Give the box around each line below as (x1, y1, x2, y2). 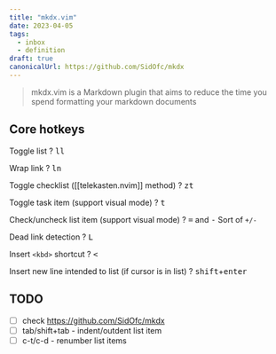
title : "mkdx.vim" (9, 12, 77, 22)
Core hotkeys (9, 122, 85, 138)
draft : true (9, 54, 53, 63)
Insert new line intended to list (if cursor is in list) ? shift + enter (9, 265, 248, 276)
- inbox (17, 37, 46, 47)
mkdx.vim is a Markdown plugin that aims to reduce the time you (30, 86, 268, 98)
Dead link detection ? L (9, 232, 93, 242)
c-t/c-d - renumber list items (21, 334, 127, 346)
